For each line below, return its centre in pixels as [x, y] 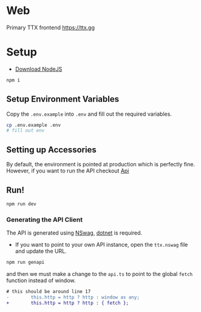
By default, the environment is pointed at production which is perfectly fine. [101, 165]
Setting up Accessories [52, 150]
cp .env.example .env [34, 125]
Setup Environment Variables [63, 99]
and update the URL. [41, 251]
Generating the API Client [45, 219]
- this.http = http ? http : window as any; [73, 297]
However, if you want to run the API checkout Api [68, 171]
